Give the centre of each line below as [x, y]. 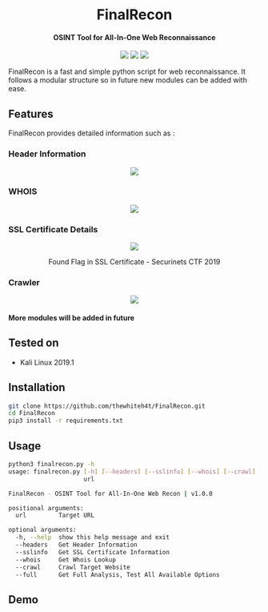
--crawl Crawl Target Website [73, 567]
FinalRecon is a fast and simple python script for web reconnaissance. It [127, 72]
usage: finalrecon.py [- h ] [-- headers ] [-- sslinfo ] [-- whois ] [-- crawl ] [132, 471]
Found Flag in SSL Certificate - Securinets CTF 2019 [134, 262]
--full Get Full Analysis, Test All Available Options [118, 574]
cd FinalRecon [32, 413]
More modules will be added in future [71, 317]
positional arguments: [46, 508]
